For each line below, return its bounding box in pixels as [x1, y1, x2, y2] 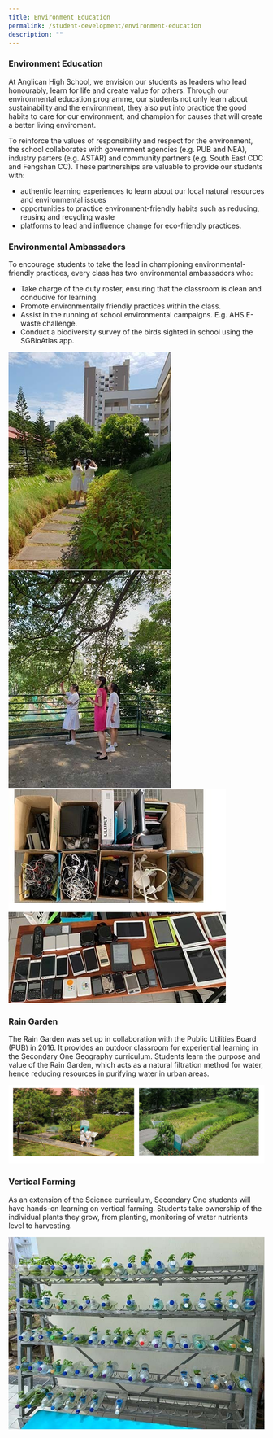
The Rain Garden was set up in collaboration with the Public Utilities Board [8, 1034, 257, 1044]
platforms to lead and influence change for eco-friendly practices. [19, 221, 242, 230]
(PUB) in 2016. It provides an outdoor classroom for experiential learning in [8, 1042, 258, 1053]
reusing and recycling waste [19, 212, 115, 221]
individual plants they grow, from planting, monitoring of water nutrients [8, 1212, 248, 1222]
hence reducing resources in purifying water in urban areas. [8, 1069, 210, 1078]
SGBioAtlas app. [19, 335, 75, 345]
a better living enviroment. [8, 120, 96, 129]
